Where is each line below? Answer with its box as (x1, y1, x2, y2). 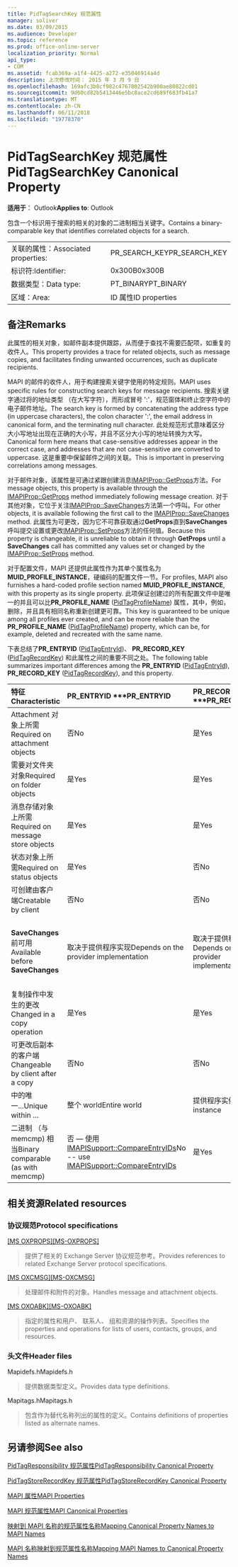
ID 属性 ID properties (110, 292, 177, 302)
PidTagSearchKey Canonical (7, 164, 179, 180)
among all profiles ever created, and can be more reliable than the (7, 615, 200, 623)
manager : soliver (7, 17, 59, 24)
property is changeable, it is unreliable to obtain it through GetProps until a (7, 534, 226, 543)
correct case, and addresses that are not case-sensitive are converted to (7, 445, 221, 453)
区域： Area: (11, 292, 50, 302)
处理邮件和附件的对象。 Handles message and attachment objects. (24, 1288, 218, 1296)
